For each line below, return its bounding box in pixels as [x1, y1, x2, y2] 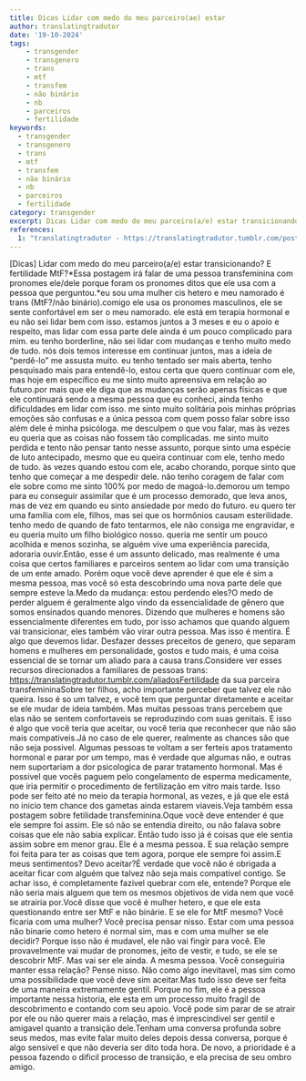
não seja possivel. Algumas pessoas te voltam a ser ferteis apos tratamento [9, 742, 293, 753]
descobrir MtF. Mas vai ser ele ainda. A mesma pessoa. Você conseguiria [9, 955, 285, 966]
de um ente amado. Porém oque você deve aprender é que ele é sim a [9, 568, 273, 579]
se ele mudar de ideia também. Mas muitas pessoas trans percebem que [9, 703, 283, 715]
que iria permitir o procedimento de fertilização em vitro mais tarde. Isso [9, 780, 280, 792]
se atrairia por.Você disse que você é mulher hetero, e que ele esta [9, 897, 261, 908]
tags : [9, 38, 30, 48]
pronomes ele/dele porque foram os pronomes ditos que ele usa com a [9, 278, 276, 289]
